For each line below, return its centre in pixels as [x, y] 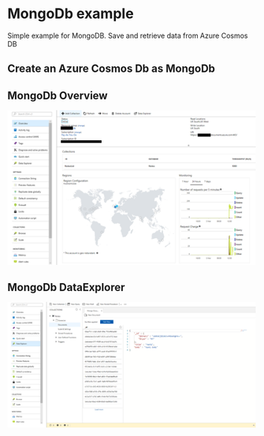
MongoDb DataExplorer [66, 287]
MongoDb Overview [58, 95]
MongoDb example [71, 14]
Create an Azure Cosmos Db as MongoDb [112, 69]
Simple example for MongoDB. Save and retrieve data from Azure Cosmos [128, 35]
